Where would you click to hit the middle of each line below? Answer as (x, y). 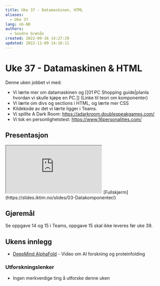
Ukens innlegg (29, 241)
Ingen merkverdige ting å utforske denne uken (61, 278)
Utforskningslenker (30, 267)
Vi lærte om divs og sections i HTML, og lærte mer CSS (71, 103)
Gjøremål (20, 213)
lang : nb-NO (18, 24)
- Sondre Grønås (27, 34)
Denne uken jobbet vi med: (34, 82)
